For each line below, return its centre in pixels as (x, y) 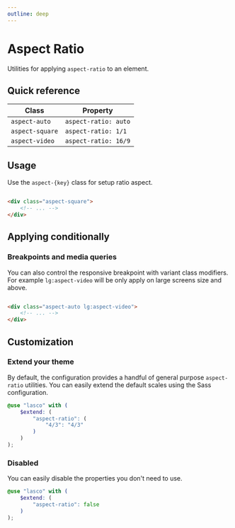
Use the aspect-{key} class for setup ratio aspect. (80, 183)
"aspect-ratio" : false (66, 504)
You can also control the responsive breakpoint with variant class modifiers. (118, 272)
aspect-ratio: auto (98, 122)
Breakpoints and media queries (62, 257)
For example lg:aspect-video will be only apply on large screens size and (114, 280)
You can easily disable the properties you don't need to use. (95, 478)
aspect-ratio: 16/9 (98, 141)
